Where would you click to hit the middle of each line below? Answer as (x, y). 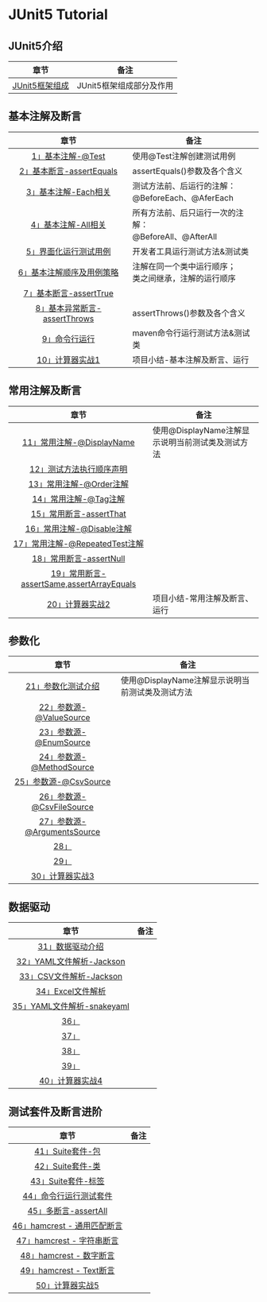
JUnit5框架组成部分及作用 (125, 85)
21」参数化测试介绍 (62, 687)
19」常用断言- (78, 573)
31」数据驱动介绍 (71, 947)
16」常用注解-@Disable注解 (79, 529)
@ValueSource (62, 718)
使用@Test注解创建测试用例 (184, 156)
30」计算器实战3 (62, 876)
